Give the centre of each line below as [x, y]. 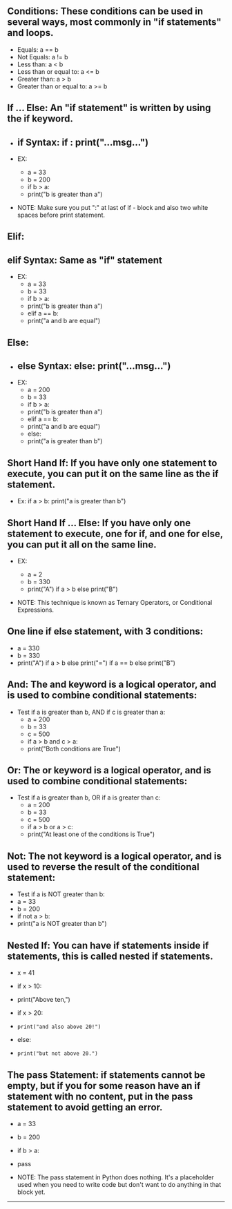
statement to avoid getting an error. [85, 1107]
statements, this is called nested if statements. [110, 956]
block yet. [31, 1192]
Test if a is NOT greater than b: [61, 894]
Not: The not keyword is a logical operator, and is [115, 856]
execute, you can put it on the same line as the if [113, 473]
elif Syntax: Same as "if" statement [85, 260]
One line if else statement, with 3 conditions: [105, 631]
